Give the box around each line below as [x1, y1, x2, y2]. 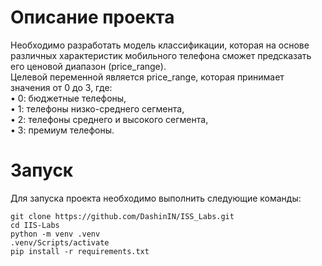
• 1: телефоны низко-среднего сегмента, [10, 102, 185, 115]
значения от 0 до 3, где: [10, 81, 113, 93]
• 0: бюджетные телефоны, [10, 92, 127, 104]
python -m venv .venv [10, 229, 101, 239]
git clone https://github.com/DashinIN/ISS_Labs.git [10, 211, 235, 221]
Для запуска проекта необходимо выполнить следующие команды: [10, 192, 302, 204]
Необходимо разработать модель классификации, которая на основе [10, 39, 310, 51]
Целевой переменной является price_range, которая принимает [10, 71, 285, 83]
